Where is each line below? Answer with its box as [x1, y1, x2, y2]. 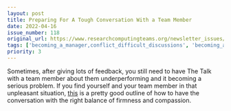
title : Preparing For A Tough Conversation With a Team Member [7, 16, 192, 23]
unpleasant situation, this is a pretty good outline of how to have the [7, 88, 199, 97]
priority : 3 [7, 49, 41, 56]
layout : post [7, 10, 45, 17]
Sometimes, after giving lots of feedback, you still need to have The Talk [7, 66, 212, 75]
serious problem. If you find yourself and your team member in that [7, 82, 197, 90]
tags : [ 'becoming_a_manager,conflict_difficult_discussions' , [7, 42, 189, 49]
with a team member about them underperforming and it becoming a [7, 74, 201, 82]
